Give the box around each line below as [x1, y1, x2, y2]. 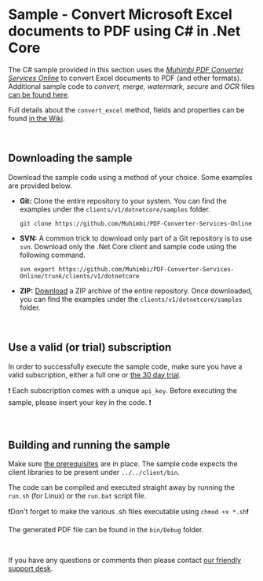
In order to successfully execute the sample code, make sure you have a [8, 362, 243, 371]
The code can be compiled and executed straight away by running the [8, 483, 236, 492]
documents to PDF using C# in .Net [8, 22, 241, 40]
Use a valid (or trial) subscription [8, 340, 172, 355]
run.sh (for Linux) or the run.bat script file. [8, 491, 147, 501]
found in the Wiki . [8, 113, 65, 123]
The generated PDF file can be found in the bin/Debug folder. [8, 525, 204, 535]
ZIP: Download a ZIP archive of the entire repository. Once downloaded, [19, 285, 253, 296]
